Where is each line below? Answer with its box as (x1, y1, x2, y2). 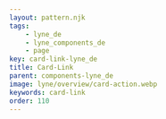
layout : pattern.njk (9, 13, 87, 22)
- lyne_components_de (25, 38, 105, 47)
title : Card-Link (9, 64, 74, 72)
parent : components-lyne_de (9, 72, 114, 81)
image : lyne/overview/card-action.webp (9, 80, 158, 89)
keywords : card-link (9, 88, 87, 97)
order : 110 (9, 96, 50, 106)
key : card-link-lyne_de (9, 55, 98, 64)
